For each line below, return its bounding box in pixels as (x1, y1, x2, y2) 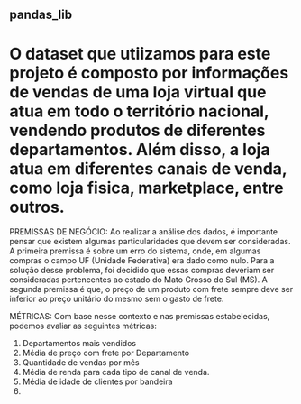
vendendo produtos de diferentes (9, 120, 266, 141)
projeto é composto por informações (9, 62, 289, 83)
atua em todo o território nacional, (9, 101, 269, 121)
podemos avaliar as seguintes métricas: (9, 320, 158, 332)
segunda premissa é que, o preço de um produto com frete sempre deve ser (9, 284, 294, 295)
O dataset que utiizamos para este (9, 43, 271, 64)
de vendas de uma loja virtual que (9, 81, 267, 102)
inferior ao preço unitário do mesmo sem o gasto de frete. (9, 293, 224, 305)
